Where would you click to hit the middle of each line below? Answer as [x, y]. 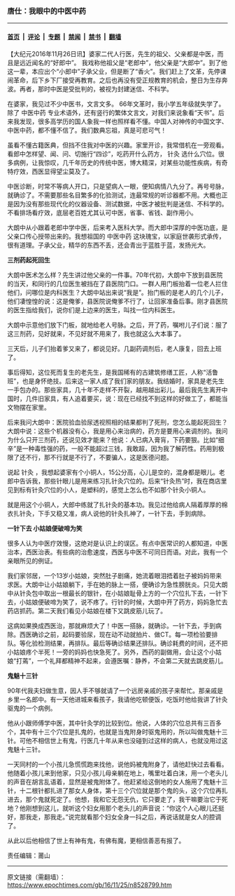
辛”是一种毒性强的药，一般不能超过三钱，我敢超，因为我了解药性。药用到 [113, 448]
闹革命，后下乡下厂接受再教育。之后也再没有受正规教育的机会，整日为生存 [114, 80]
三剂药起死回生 [29, 260]
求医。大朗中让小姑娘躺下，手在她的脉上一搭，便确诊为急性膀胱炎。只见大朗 [117, 584]
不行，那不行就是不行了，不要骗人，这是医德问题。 [99, 457]
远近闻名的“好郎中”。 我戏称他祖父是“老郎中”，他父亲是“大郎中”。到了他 [123, 62]
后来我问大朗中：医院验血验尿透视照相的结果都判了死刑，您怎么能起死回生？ [117, 422]
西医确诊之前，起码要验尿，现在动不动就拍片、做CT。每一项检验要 [115, 634]
